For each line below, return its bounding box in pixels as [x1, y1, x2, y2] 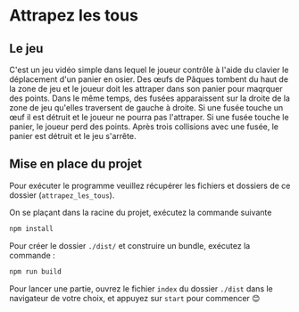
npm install [9, 224, 54, 233]
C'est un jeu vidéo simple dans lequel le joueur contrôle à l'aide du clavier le [9, 64, 289, 75]
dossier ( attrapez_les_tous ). [9, 189, 115, 201]
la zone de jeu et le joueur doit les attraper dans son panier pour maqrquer [9, 84, 283, 94]
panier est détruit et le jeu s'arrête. [9, 131, 137, 141]
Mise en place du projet [9, 157, 143, 172]
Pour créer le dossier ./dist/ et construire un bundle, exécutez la [9, 240, 251, 250]
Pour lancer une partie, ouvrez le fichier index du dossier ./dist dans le [9, 283, 274, 294]
